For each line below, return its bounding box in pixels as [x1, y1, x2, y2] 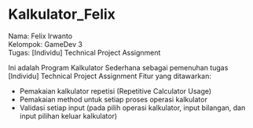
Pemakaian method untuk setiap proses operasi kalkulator [19, 94, 208, 104]
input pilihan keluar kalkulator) [19, 111, 118, 120]
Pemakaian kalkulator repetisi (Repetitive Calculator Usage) [19, 86, 212, 95]
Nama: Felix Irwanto [8, 31, 73, 41]
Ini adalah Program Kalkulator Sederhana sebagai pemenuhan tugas [8, 62, 229, 72]
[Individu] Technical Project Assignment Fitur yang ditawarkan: [8, 71, 212, 80]
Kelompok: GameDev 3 [8, 39, 82, 48]
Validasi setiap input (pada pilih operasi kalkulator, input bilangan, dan [19, 103, 246, 112]
